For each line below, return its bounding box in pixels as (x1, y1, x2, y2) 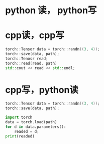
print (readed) (5, 133, 35, 139)
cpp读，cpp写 (5, 30, 64, 41)
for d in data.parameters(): (5, 124, 66, 129)
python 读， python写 (5, 5, 97, 16)
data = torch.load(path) (5, 120, 57, 125)
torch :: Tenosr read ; (5, 56, 49, 61)
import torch (5, 115, 33, 120)
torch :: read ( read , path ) (5, 61, 57, 66)
